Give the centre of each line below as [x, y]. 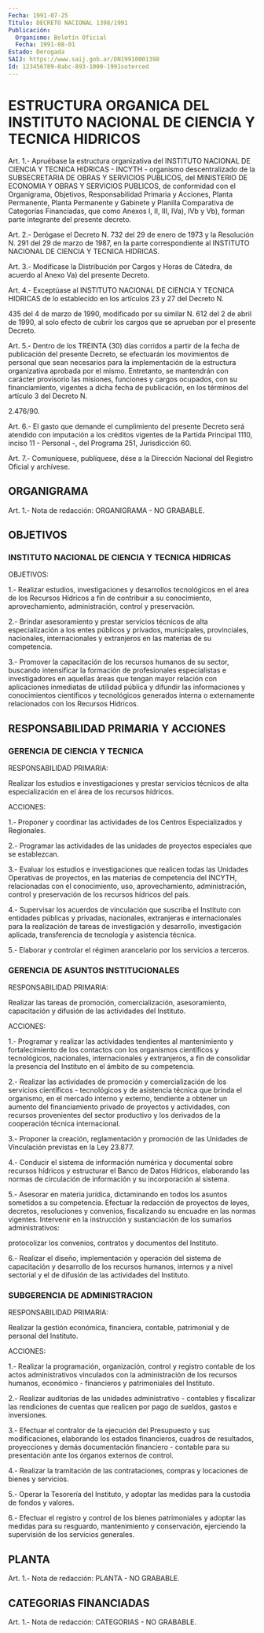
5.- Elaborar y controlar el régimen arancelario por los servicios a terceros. [129, 949]
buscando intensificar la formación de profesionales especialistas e [117, 670]
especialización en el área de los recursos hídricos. [91, 791]
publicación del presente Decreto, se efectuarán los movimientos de [119, 354]
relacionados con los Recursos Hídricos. [73, 704]
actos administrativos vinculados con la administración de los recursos [123, 1375]
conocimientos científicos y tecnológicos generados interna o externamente [132, 695]
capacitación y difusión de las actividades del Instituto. [97, 1011]
